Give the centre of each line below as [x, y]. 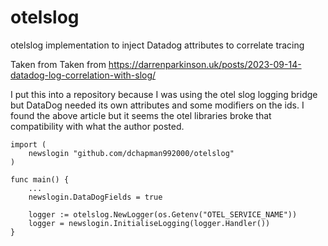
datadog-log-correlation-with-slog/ [83, 75]
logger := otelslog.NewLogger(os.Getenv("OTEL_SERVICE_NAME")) [163, 214]
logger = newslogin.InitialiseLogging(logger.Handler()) [149, 223]
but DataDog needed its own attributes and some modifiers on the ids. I [157, 105]
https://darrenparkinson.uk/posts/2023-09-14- [205, 64]
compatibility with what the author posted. [97, 126]
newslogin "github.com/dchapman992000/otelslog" [131, 153]
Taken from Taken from [58, 64]
